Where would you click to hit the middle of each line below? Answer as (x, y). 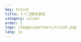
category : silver (22, 18)
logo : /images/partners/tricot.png (41, 28)
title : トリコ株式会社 (25, 14)
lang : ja (14, 32)
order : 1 (14, 23)
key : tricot (17, 9)
